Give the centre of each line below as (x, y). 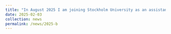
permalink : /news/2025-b (32, 24)
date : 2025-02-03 (24, 14)
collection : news (24, 19)
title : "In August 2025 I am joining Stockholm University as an (76, 10)
